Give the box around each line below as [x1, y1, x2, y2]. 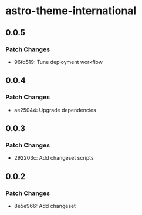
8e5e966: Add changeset [13, 202, 76, 209]
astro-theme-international [5, 4, 137, 18]
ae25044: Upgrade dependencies [13, 106, 96, 113]
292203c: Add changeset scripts [13, 154, 94, 162]
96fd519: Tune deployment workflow [13, 58, 103, 65]
